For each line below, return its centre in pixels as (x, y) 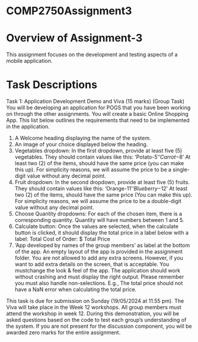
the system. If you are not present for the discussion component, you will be (99, 326)
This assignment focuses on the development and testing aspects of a (92, 55)
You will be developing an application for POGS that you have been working (98, 107)
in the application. (28, 126)
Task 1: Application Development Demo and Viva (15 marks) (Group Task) (95, 102)
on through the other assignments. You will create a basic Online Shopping (97, 114)
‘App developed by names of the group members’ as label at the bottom (102, 245)
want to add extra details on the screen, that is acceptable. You (92, 264)
